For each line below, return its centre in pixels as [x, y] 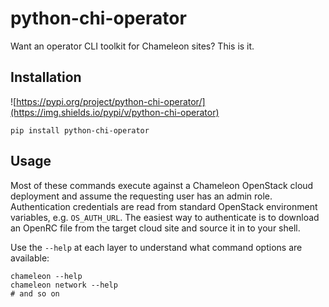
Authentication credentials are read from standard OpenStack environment [164, 206]
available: [30, 258]
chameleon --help [46, 276]
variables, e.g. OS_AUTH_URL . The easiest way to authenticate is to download [165, 217]
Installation [46, 77]
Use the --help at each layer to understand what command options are [156, 247]
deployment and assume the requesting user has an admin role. [141, 196]
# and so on [35, 293]
